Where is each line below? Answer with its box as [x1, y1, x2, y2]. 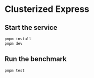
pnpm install [4, 36, 32, 41]
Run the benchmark [4, 55, 67, 63]
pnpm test [4, 68, 25, 73]
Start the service [4, 23, 57, 32]
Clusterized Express [4, 3, 90, 15]
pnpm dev [4, 41, 23, 46]
